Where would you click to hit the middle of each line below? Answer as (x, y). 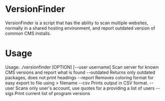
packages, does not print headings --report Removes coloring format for (80, 77)
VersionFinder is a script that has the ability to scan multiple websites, (77, 23)
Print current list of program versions (52, 93)
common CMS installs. (28, 33)
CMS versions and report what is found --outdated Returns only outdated (80, 72)
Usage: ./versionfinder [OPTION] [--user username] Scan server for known (82, 67)
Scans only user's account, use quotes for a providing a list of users (85, 88)
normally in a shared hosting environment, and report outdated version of (80, 28)
